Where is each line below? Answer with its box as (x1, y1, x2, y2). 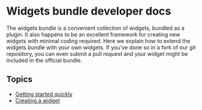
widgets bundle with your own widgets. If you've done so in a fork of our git (6, 44, 196, 51)
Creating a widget (15, 97, 60, 104)
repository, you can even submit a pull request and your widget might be (6, 50, 189, 57)
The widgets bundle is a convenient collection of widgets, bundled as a (6, 24, 185, 32)
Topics (6, 74, 33, 84)
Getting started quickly (15, 90, 73, 98)
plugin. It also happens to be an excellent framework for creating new (6, 30, 181, 38)
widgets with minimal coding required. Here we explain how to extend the (6, 37, 190, 44)
